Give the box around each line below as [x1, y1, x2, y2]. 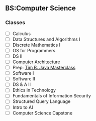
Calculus [12, 30, 31, 37]
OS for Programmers [12, 47, 56, 53]
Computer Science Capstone [12, 110, 73, 116]
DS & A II [12, 81, 31, 87]
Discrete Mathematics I [12, 42, 61, 48]
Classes [5, 19, 26, 26]
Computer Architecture [12, 59, 60, 65]
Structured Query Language [12, 98, 71, 104]
